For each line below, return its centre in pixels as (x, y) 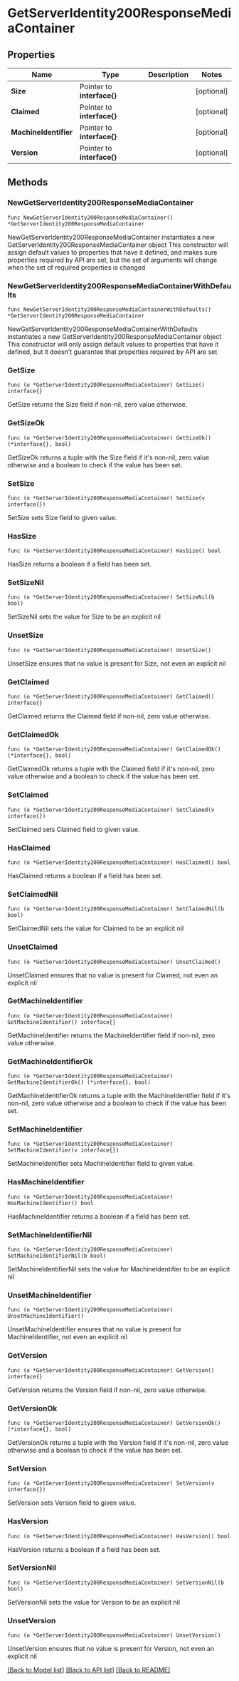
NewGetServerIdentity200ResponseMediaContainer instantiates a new (111, 237)
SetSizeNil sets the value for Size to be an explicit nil (84, 617)
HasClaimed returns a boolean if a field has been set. (85, 875)
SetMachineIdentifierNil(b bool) (57, 1256)
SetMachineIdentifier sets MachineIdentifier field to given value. (101, 1164)
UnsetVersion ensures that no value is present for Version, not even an (111, 1649)
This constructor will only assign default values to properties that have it (113, 344)
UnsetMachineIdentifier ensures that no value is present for (95, 1329)
